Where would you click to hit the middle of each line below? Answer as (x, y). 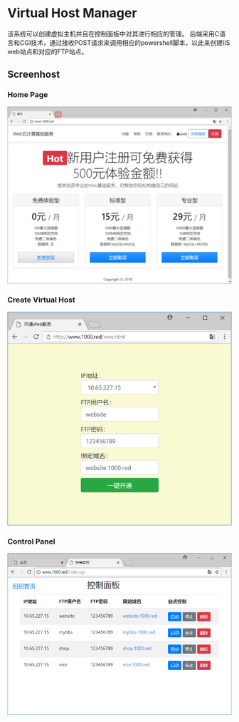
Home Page (28, 95)
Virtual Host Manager (72, 13)
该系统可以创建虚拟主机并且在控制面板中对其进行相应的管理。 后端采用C (113, 34)
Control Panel (31, 541)
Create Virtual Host (42, 300)
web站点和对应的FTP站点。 (48, 51)
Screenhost (34, 75)
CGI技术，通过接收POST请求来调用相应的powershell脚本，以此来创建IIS (125, 42)
